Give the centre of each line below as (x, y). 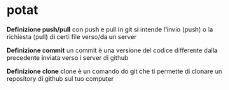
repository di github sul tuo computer (60, 78)
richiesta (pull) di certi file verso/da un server (72, 36)
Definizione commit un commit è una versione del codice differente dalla (112, 50)
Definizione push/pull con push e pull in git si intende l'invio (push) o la (110, 29)
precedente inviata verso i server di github (68, 57)
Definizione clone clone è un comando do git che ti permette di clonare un (114, 71)
